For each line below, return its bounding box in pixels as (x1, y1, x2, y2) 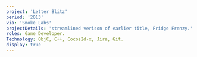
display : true (6, 42, 42, 48)
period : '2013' (6, 14, 44, 20)
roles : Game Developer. (6, 31, 65, 37)
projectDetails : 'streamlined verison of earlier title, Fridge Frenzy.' (6, 25, 193, 31)
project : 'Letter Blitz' (6, 8, 68, 15)
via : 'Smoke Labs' (6, 20, 52, 26)
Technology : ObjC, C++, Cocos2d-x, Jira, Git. (6, 36, 124, 42)
